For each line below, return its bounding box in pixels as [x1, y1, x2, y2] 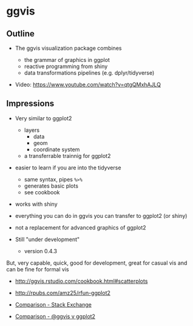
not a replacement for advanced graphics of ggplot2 [15, 223, 147, 231]
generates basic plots [24, 182, 79, 189]
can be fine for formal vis [6, 265, 69, 273]
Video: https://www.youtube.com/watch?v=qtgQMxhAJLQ [15, 81, 161, 88]
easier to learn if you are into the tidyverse [15, 164, 121, 171]
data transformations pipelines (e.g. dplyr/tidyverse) [24, 69, 155, 76]
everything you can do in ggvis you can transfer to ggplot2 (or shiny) [15, 212, 188, 219]
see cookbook [24, 188, 60, 195]
